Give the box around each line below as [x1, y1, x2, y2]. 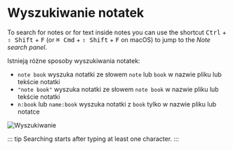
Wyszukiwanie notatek [7, 5, 145, 21]
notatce [17, 107, 40, 116]
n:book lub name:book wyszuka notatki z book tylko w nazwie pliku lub [17, 100, 217, 108]
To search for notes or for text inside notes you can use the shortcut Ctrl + [7, 28, 227, 36]
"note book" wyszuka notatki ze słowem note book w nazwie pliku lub [17, 85, 219, 93]
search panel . [7, 43, 48, 51]
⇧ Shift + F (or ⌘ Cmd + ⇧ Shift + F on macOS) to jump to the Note [7, 35, 211, 43]
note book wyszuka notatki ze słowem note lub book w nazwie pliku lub [17, 70, 222, 79]
